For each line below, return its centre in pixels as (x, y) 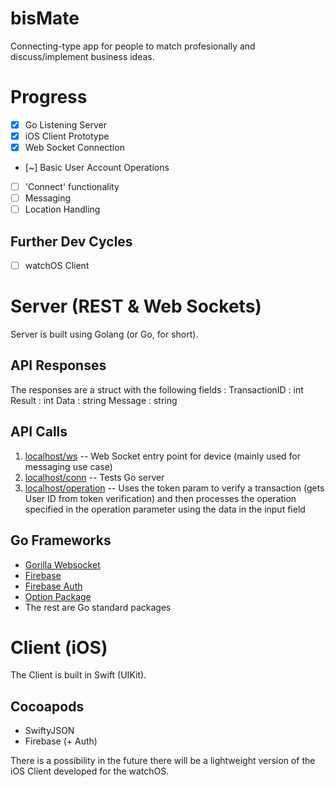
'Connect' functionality (72, 187)
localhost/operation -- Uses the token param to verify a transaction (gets (174, 488)
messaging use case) (68, 466)
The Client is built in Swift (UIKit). (78, 675)
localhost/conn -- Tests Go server (94, 477)
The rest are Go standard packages (98, 607)
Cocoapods (47, 706)
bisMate (45, 18)
